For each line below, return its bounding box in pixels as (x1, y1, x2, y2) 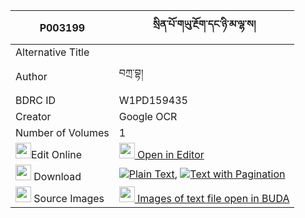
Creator (15, 110, 52, 123)
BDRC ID (15, 94, 57, 107)
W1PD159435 (118, 94, 188, 107)
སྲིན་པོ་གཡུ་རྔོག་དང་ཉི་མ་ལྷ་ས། (152, 17, 257, 31)
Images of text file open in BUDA (137, 192, 290, 205)
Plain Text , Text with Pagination (128, 167, 286, 181)
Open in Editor (137, 148, 205, 161)
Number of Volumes (15, 126, 110, 139)
